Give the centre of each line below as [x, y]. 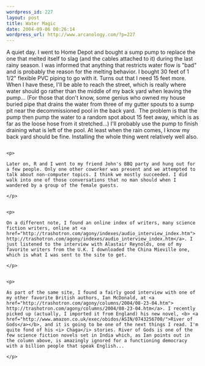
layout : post [23, 18]
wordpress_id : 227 [30, 12]
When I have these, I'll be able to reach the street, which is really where [96, 85]
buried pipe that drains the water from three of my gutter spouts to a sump [100, 104]
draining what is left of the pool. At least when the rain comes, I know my [98, 130]
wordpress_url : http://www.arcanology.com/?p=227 [71, 35]
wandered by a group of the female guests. [63, 185]
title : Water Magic [31, 23]
